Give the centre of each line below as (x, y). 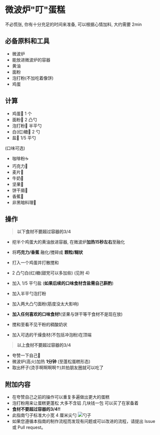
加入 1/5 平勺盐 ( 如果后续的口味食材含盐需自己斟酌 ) (63, 283)
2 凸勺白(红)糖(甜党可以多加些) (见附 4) (51, 273)
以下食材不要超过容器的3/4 (44, 232)
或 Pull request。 (29, 427)
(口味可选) (15, 148)
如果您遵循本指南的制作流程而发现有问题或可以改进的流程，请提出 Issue (84, 421)
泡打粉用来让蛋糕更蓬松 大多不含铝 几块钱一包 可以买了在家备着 (75, 403)
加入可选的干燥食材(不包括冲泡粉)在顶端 (52, 335)
